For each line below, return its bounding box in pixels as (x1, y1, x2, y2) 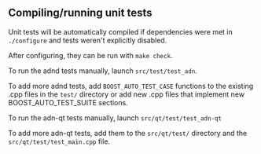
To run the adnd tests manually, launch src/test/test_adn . (8, 66, 198, 75)
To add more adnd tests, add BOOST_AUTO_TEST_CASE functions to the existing (8, 81, 254, 90)
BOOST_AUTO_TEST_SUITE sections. (8, 97, 128, 107)
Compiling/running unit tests (8, 6, 153, 20)
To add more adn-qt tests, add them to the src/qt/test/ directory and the (8, 128, 248, 137)
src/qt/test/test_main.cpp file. (8, 137, 111, 146)
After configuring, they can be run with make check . (8, 50, 173, 60)
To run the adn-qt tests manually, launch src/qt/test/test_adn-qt (8, 113, 222, 123)
